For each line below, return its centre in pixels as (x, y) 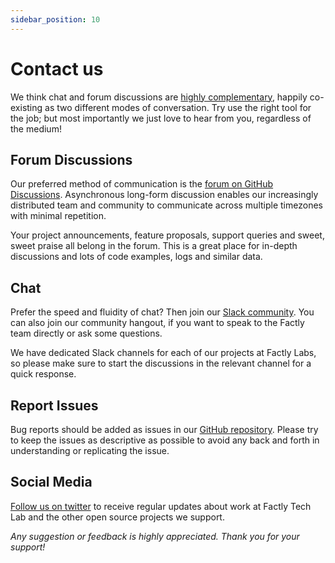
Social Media (51, 482)
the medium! (36, 128)
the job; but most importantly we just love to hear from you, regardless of (161, 118)
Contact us (57, 68)
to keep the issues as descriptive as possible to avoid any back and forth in (165, 440)
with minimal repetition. (58, 216)
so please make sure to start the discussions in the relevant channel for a (161, 363)
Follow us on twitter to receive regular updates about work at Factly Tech (161, 506)
